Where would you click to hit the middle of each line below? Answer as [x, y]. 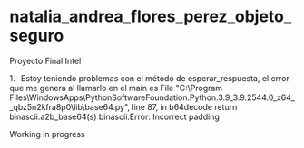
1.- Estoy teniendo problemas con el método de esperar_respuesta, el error [150, 78]
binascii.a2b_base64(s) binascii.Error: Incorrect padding [114, 116]
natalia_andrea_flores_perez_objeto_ [151, 17]
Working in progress [48, 134]
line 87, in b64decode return [184, 106]
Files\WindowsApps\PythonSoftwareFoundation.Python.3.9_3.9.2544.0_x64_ [152, 97]
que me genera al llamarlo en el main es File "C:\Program [116, 88]
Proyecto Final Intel [45, 60]
